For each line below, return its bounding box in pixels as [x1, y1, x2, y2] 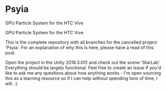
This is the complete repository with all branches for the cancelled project [5, 39, 157, 45]
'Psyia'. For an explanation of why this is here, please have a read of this [5, 44, 154, 50]
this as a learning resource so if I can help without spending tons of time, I [5, 75, 158, 81]
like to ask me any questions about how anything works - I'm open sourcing [5, 70, 161, 76]
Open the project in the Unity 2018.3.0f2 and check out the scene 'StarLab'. [5, 59, 161, 65]
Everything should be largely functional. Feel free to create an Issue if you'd [5, 65, 161, 71]
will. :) [5, 81, 17, 87]
